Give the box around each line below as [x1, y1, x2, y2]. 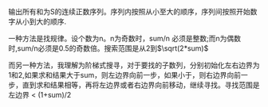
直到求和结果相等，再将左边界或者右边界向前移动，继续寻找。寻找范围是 [22, 80, 260, 90]
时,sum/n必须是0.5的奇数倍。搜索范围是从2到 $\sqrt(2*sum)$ [8, 44, 209, 53]
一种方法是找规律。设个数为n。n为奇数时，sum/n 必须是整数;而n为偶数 [8, 34, 242, 43]
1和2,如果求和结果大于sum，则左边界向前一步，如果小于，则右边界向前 [8, 71, 242, 79]
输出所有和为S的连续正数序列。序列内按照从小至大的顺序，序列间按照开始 [8, 7, 250, 16]
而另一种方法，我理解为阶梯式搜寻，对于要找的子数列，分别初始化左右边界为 [8, 60, 260, 70]
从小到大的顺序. [14, 17, 67, 26]
